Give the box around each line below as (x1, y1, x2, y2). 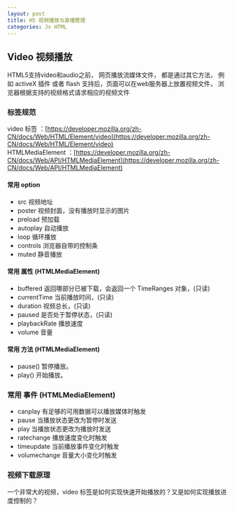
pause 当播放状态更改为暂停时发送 (17, 416, 117, 424)
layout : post (7, 10, 45, 17)
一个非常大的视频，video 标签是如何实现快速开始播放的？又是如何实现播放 (7, 487, 221, 496)
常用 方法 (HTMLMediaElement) (7, 345, 100, 353)
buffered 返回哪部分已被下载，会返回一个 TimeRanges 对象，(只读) (17, 284, 211, 293)
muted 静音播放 (17, 250, 63, 258)
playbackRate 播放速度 (17, 319, 83, 328)
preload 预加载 (17, 215, 60, 223)
